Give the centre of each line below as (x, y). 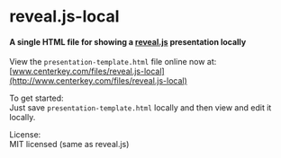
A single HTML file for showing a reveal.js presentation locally (128, 41)
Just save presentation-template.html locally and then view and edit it (140, 108)
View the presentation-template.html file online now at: (113, 62)
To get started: (37, 98)
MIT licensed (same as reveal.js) (69, 145)
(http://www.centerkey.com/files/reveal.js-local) (98, 81)
